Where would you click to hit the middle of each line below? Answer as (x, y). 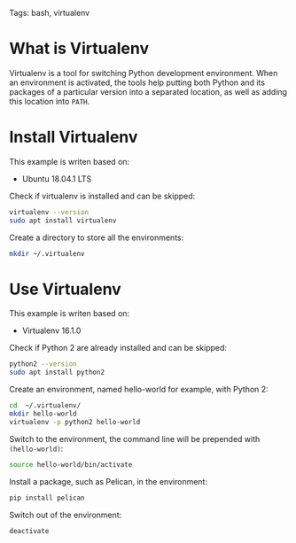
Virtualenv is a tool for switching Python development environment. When (144, 73)
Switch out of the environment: (66, 515)
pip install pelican (47, 498)
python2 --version (43, 364)
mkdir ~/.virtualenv (47, 253)
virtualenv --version (49, 212)
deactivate (29, 531)
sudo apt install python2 (57, 372)
